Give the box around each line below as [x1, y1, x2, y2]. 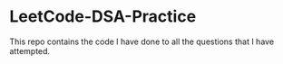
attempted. [9, 45, 51, 56]
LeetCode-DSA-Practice [9, 6, 197, 27]
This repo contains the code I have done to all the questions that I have [9, 36, 275, 47]
